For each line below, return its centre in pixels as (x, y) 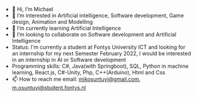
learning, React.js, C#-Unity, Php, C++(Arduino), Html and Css (88, 72)
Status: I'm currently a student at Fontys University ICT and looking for (98, 47)
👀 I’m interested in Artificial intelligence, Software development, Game (98, 15)
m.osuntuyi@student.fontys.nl (49, 87)
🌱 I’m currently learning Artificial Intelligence (66, 28)
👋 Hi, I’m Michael (33, 9)
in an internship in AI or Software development (69, 60)
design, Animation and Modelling (52, 22)
